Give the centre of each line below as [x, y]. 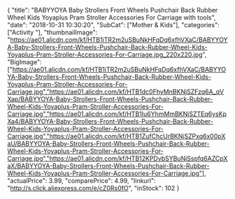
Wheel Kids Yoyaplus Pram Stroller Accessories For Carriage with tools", [112, 17]
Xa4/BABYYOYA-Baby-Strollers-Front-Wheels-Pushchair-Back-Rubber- [110, 121]
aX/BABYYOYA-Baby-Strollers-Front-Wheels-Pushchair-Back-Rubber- [108, 166]
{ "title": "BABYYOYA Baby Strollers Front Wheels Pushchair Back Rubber [113, 10]
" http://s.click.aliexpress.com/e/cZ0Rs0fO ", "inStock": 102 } [93, 188]
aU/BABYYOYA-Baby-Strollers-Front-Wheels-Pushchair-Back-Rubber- [108, 143]
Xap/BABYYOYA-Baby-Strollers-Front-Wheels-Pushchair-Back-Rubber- [110, 99]
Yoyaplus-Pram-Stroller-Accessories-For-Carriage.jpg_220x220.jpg [105, 54]
